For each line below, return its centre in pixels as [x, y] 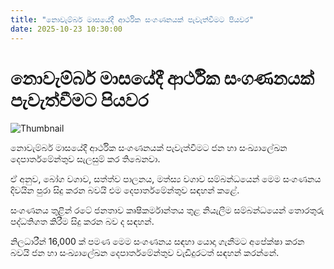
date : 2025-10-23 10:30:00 [66, 29]
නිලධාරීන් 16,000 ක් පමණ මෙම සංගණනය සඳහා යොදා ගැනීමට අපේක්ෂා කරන [157, 242]
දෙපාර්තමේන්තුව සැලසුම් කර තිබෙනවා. [85, 159]
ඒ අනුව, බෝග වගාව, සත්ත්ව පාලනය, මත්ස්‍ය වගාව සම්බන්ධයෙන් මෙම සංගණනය [166, 179]
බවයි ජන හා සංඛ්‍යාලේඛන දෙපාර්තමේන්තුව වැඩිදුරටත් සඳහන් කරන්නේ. [145, 253]
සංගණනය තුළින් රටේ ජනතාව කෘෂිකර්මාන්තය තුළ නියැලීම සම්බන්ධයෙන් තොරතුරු [167, 210]
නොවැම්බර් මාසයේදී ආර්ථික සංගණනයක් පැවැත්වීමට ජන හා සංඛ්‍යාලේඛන [149, 148]
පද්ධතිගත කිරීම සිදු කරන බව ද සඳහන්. [82, 222]
